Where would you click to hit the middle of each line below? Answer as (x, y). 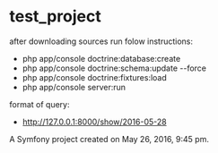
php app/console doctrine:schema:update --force (114, 68)
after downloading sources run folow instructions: (101, 41)
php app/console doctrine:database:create (101, 58)
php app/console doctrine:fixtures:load (95, 77)
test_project (55, 17)
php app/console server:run (74, 87)
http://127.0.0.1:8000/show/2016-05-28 (95, 122)
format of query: (39, 104)
